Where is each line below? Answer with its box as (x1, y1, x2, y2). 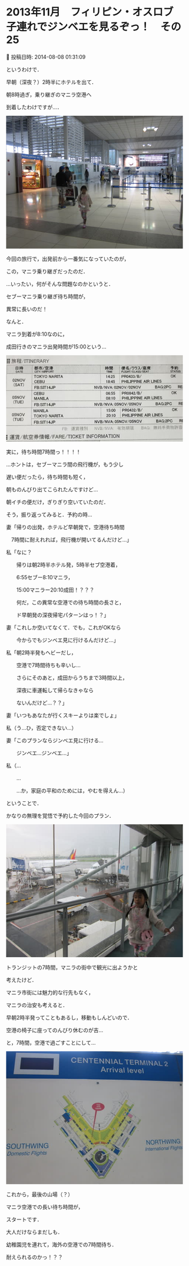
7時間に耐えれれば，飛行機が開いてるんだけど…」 (11, 536, 132, 543)
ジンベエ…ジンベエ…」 (16, 749, 72, 756)
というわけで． (6, 66, 42, 73)
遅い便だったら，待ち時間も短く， (6, 473, 89, 480)
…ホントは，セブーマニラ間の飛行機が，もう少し (6, 461, 124, 468)
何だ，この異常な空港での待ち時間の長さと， (16, 599, 125, 606)
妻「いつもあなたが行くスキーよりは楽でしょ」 (6, 712, 120, 719)
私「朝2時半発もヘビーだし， (6, 649, 77, 656)
